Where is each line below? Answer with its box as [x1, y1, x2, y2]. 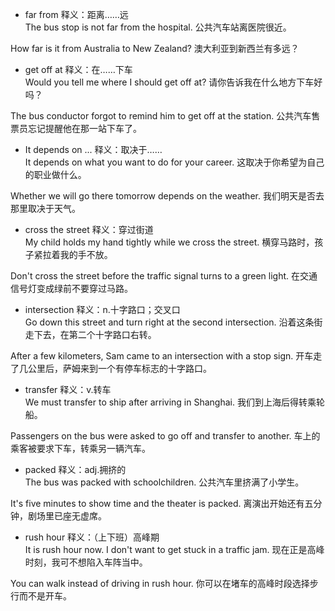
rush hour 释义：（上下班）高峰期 [24, 531, 160, 543]
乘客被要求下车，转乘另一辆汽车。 [10, 443, 151, 454]
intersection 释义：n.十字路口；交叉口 [24, 304, 181, 315]
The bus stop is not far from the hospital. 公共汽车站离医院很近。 [24, 21, 292, 33]
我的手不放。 [59, 249, 113, 260]
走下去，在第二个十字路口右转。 [24, 329, 157, 340]
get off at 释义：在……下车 [24, 64, 133, 75]
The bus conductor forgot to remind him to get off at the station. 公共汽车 [10, 110, 312, 122]
